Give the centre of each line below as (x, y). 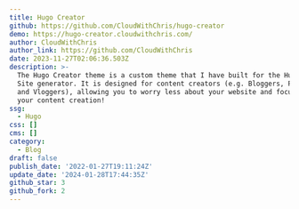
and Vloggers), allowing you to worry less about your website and (145, 92)
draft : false (33, 158)
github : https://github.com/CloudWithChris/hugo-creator (117, 26)
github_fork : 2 (37, 191)
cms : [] (24, 133)
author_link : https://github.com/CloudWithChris (101, 51)
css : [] (24, 125)
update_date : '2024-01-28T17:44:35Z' (79, 174)
